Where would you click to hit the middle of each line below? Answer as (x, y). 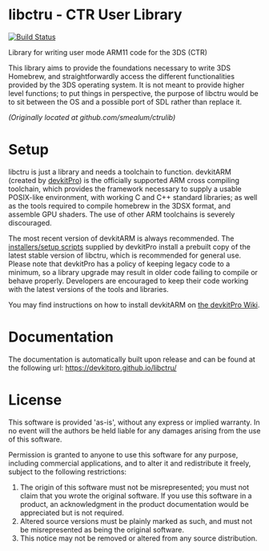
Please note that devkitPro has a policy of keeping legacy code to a (119, 264)
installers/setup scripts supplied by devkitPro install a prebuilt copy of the (129, 246)
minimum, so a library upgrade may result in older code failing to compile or (133, 272)
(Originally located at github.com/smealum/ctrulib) (92, 117)
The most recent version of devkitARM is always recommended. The (121, 238)
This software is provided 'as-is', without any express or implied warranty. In (134, 422)
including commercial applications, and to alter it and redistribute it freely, (130, 463)
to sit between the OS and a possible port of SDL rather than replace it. (125, 102)
